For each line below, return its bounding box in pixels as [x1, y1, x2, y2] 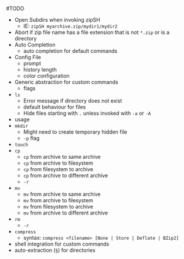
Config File [14, 54, 41, 60]
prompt [23, 60, 42, 67]
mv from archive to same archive [23, 190, 101, 197]
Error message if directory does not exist [23, 97, 122, 104]
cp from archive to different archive [23, 172, 108, 179]
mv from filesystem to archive [23, 203, 94, 210]
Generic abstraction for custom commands [14, 79, 118, 86]
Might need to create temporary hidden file [23, 128, 128, 135]
